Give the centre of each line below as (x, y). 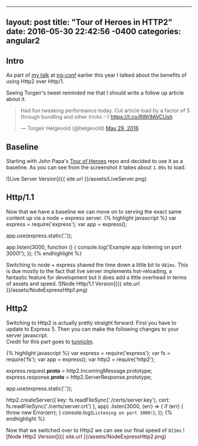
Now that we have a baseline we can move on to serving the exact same (94, 211)
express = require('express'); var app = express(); (67, 224)
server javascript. (27, 335)
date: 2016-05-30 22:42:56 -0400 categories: (94, 32)
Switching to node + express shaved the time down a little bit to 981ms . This (97, 265)
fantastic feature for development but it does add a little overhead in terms (96, 277)
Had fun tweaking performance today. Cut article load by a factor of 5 (105, 110)
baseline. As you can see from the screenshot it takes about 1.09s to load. (96, 167)
